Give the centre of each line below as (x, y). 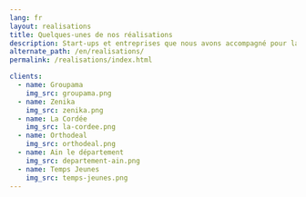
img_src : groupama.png (69, 93)
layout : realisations (51, 26)
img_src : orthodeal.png (71, 144)
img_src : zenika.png (65, 110)
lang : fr (26, 18)
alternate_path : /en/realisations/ (77, 52)
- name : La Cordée (53, 119)
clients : (26, 77)
